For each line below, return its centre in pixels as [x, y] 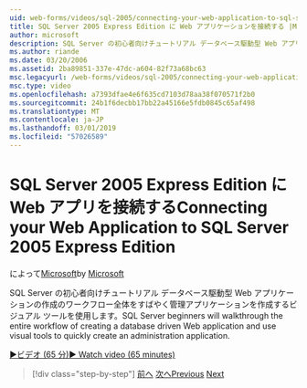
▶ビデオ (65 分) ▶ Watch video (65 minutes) [92, 354]
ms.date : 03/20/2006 [49, 60]
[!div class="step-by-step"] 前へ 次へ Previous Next [128, 373]
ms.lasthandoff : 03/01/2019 [63, 129]
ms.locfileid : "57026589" [58, 137]
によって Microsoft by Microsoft [67, 273]
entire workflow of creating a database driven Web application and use [143, 326]
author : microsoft [44, 35]
